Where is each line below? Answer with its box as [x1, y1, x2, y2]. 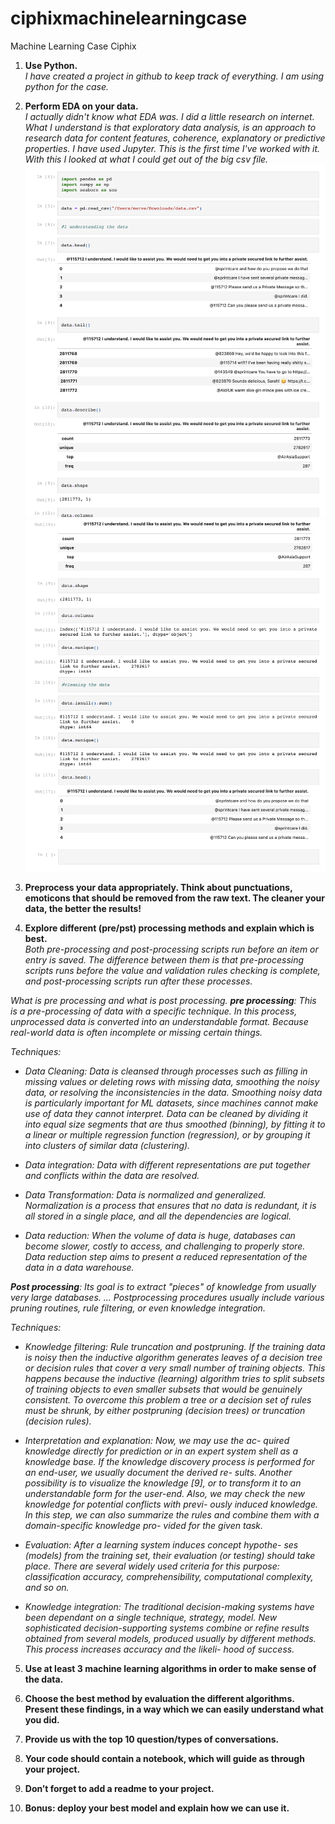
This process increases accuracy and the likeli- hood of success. [24, 1643, 295, 1655]
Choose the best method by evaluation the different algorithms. [24, 1692, 295, 1704]
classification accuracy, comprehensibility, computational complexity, [24, 1570, 314, 1582]
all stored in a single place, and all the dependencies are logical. [24, 1210, 292, 1222]
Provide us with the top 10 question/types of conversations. [24, 1733, 280, 1745]
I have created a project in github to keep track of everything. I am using [24, 70, 325, 82]
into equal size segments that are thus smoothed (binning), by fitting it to [24, 1118, 326, 1130]
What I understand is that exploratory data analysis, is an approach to [24, 121, 317, 133]
